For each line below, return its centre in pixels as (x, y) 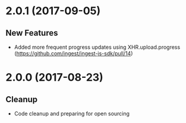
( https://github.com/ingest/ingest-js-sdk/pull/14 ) (73, 53)
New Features (32, 33)
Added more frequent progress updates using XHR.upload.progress (97, 47)
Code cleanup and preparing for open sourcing (72, 113)
